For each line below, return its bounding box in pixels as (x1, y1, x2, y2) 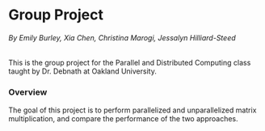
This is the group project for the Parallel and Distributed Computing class (8, 58, 251, 68)
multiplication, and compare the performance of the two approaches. (8, 113, 238, 123)
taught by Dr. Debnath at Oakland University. (8, 66, 158, 76)
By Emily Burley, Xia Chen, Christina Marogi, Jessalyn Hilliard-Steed (8, 32, 236, 42)
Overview (8, 87, 48, 98)
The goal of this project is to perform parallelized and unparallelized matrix (8, 105, 257, 115)
